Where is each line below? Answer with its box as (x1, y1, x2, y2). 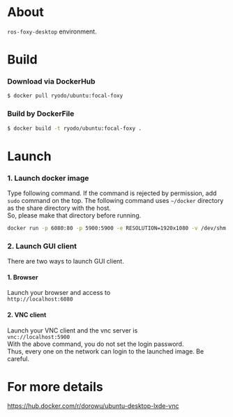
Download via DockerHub (7, 77, 96, 86)
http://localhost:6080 (7, 296, 73, 303)
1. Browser (7, 273, 38, 281)
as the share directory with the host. (7, 204, 112, 212)
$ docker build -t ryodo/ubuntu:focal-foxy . (7, 125, 142, 132)
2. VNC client (7, 310, 47, 319)
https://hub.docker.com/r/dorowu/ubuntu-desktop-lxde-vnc (7, 402, 179, 410)
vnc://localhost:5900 (7, 333, 70, 340)
